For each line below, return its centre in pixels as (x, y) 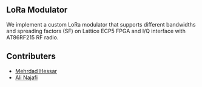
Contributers (31, 56)
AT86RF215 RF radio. (32, 37)
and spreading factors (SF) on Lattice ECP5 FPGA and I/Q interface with (96, 31)
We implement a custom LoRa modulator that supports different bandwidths (101, 24)
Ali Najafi (26, 77)
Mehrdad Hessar (36, 71)
